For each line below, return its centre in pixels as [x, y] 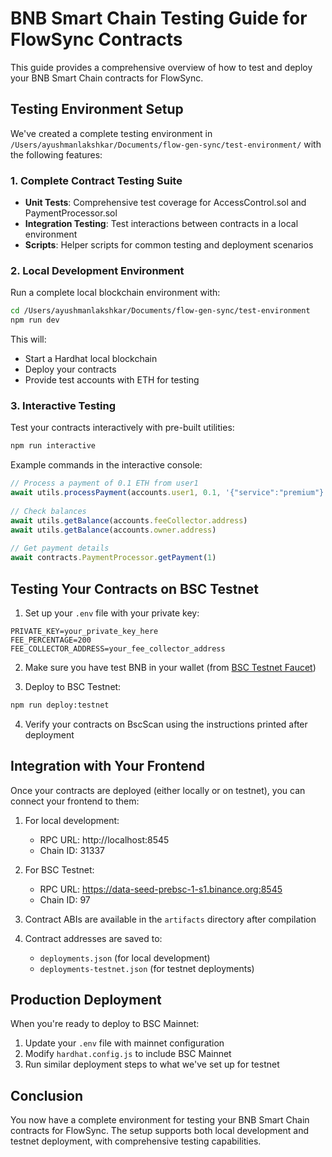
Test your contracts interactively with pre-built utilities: [122, 428]
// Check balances [48, 511]
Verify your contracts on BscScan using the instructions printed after [166, 724]
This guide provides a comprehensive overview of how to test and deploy [161, 67]
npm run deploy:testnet [60, 705]
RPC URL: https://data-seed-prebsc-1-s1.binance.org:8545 [161, 889]
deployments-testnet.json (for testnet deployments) [147, 968]
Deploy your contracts [70, 369]
